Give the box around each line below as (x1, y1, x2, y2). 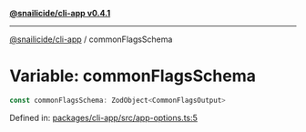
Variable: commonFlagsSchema (9, 66, 257, 86)
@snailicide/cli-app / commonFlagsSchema (9, 34, 173, 45)
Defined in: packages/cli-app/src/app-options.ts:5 (9, 112, 199, 123)
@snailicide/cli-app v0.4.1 (9, 8, 111, 18)
